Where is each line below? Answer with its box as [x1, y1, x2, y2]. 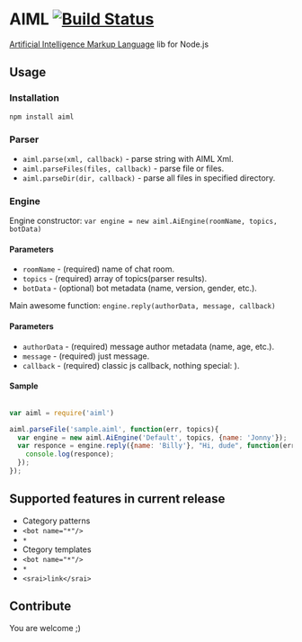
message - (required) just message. [22, 351, 150, 361]
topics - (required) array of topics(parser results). [22, 273, 208, 284]
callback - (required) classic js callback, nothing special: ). [22, 360, 240, 370]
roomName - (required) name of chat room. [22, 263, 175, 274]
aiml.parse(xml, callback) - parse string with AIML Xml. [22, 153, 234, 164]
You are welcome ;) [9, 622, 81, 633]
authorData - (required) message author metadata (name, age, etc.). [22, 341, 275, 352]
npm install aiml [9, 112, 75, 121]
